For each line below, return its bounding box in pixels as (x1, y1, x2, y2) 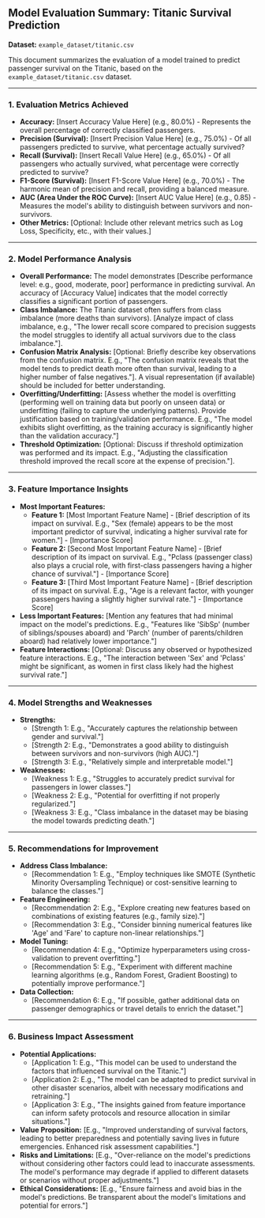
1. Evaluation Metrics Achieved (8, 99, 129, 110)
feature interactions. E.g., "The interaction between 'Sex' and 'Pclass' (19, 653, 246, 662)
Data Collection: (19, 987, 74, 996)
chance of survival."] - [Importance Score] (31, 569, 170, 579)
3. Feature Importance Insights (8, 484, 129, 495)
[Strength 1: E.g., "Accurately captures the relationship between (31, 723, 238, 733)
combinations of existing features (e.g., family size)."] (31, 912, 205, 921)
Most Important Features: (19, 502, 106, 511)
